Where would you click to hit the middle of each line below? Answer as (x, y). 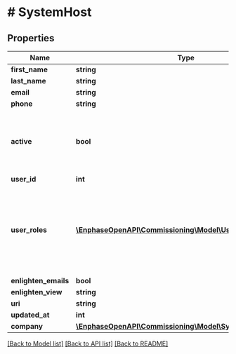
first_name (29, 69)
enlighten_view (37, 292)
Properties (31, 38)
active (21, 141)
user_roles (29, 230)
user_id (24, 179)
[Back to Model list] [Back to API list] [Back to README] (88, 343)
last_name (28, 81)
